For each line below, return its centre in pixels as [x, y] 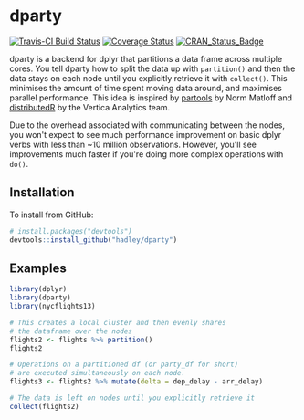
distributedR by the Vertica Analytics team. [90, 107]
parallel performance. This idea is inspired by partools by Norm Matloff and [151, 98]
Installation [42, 193]
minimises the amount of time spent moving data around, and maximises [146, 88]
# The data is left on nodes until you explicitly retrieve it [132, 398]
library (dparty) [40, 298]
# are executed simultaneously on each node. [97, 373]
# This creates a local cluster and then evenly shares [118, 322]
